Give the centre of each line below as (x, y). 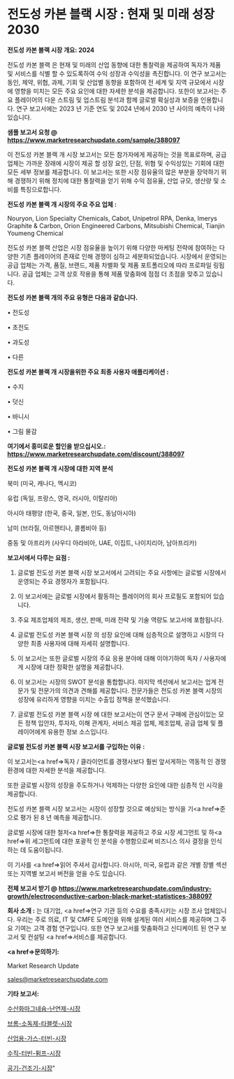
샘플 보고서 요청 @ (32, 132)
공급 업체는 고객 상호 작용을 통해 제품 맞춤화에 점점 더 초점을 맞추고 (113, 274)
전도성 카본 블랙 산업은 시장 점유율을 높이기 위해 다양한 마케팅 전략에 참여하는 (112, 247)
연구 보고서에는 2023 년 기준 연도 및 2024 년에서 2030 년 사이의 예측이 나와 (121, 108)
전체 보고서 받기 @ (32, 888)
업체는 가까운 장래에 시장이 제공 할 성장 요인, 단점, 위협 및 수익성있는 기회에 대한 (116, 163)
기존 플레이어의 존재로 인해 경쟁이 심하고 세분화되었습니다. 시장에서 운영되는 (124, 256)
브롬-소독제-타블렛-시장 (40, 1023)
